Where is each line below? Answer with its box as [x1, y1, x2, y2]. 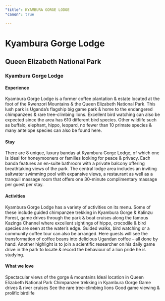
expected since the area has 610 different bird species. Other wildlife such [5, 117, 157, 123]
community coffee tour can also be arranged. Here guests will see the [5, 230, 148, 236]
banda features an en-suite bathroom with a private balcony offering [5, 160, 145, 167]
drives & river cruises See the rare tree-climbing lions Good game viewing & [5, 285, 160, 291]
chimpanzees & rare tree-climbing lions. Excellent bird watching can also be [5, 111, 160, 117]
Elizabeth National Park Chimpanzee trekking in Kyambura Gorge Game [5, 279, 151, 285]
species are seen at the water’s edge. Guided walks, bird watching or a [5, 225, 150, 231]
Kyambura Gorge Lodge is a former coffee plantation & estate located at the [5, 96, 160, 102]
